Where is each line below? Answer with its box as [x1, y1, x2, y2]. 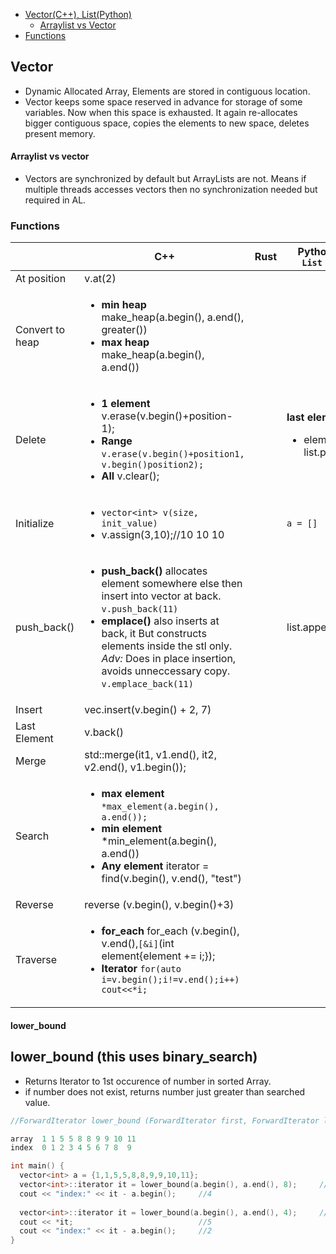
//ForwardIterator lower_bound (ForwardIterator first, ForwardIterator [10, 1115, 320, 1126]
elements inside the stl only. [101, 639, 233, 653]
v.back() [84, 725, 125, 739]
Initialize [15, 517, 55, 531]
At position [15, 272, 67, 286]
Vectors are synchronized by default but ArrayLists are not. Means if [24, 173, 307, 185]
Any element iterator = [101, 859, 210, 873]
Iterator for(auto [101, 962, 182, 976]
